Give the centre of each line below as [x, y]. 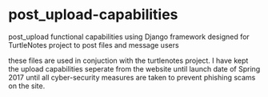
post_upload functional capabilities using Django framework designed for [129, 37]
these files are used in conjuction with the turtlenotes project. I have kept [128, 60]
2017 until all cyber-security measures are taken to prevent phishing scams [132, 77]
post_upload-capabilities [93, 15]
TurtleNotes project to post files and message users [94, 45]
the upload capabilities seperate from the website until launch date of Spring [134, 68]
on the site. [27, 86]
